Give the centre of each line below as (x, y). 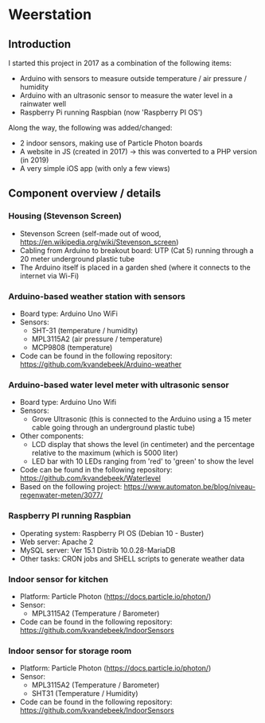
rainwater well (43, 104)
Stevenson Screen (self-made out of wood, (90, 233)
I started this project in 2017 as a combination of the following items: (120, 63)
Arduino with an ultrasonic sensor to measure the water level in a (126, 95)
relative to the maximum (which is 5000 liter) (105, 453)
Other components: (51, 436)
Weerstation (50, 15)
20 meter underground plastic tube (77, 258)
